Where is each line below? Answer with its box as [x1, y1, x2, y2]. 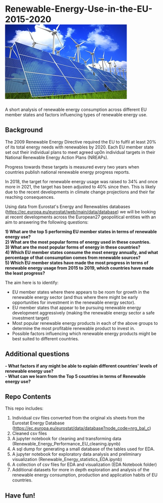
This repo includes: [5, 405, 44, 411]
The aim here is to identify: [5, 279, 59, 285]
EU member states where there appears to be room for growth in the [12, 289, 150, 295]
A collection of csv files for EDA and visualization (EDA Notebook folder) [12, 461, 157, 467]
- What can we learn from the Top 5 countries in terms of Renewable [5, 373, 146, 379]
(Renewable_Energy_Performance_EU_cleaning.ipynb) [12, 441, 121, 447]
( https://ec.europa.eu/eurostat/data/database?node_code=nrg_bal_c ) [12, 425, 151, 431]
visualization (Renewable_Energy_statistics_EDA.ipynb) [12, 457, 123, 462]
